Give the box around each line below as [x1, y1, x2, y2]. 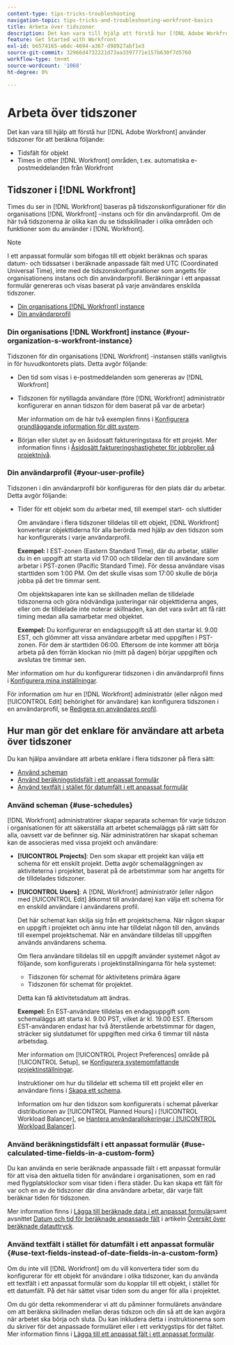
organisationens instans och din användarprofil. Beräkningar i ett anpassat [7, 274, 221, 283]
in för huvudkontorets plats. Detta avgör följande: [7, 359, 148, 367]
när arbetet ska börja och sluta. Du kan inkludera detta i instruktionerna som [7, 1314, 226, 1323]
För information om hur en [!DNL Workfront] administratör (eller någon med [7, 689, 223, 698]
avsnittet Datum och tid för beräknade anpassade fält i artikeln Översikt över [7, 1214, 226, 1223]
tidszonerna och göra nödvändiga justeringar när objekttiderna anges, [17, 597, 219, 605]
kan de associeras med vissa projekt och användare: [7, 838, 159, 846]
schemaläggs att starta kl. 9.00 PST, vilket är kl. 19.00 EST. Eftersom [17, 1014, 214, 1023]
